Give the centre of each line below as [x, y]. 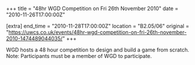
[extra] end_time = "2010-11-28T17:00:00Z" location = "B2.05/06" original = [98, 26]
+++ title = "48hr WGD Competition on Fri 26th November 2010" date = [92, 8]
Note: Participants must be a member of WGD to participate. [79, 56]
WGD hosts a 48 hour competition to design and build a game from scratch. [98, 50]
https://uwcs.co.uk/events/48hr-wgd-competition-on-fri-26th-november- [97, 32]
